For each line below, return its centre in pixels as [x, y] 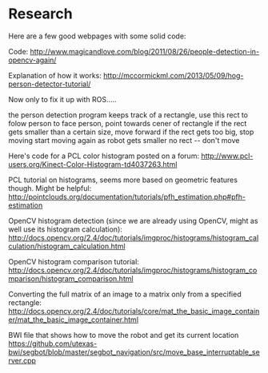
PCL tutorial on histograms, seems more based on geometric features [123, 180]
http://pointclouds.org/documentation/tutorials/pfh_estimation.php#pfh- [127, 196]
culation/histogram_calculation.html [67, 246]
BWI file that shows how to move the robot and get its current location [124, 335]
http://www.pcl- [227, 156]
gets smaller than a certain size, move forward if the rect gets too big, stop [131, 132]
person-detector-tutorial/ [50, 84]
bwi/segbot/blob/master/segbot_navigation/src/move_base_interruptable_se [134, 351]
